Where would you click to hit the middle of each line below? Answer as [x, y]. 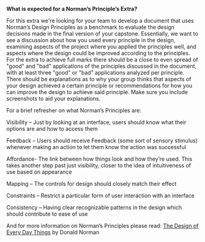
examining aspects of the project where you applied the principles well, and [101, 46]
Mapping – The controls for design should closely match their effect [92, 184]
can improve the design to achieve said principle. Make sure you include [97, 92]
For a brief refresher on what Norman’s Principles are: [74, 110]
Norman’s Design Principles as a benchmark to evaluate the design [91, 27]
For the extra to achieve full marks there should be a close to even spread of [102, 60]
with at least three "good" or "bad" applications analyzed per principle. [95, 72]
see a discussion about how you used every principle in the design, [91, 40]
